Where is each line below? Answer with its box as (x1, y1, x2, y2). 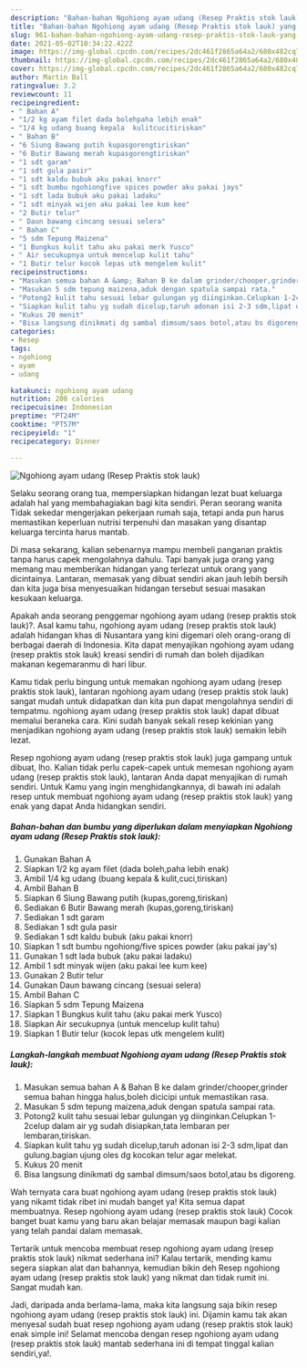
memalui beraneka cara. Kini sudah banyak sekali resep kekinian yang (10, 715, 274, 726)
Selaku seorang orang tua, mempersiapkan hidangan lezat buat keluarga (10, 487, 283, 498)
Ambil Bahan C (23, 990, 80, 1000)
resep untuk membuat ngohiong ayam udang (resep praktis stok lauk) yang (10, 791, 293, 802)
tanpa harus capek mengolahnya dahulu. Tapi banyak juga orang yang (10, 554, 274, 565)
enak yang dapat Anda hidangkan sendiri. (10, 800, 167, 812)
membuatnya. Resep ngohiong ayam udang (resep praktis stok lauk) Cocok (10, 1206, 293, 1218)
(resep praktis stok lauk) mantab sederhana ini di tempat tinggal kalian (10, 1338, 274, 1350)
